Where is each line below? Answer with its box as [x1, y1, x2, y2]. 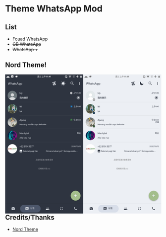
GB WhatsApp [12, 41, 41, 47]
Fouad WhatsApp [12, 36, 48, 42]
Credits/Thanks [5, 213, 55, 222]
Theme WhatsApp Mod [5, 3, 103, 14]
